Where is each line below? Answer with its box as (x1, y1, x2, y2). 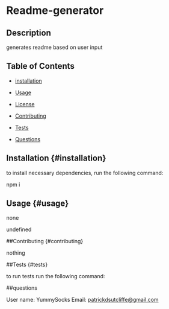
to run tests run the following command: (6, 273, 105, 280)
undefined (6, 226, 32, 233)
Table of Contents (6, 61, 75, 71)
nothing (6, 249, 25, 256)
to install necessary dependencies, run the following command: (6, 169, 164, 176)
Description (6, 28, 51, 38)
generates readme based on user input (6, 43, 103, 51)
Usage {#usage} (6, 199, 69, 209)
